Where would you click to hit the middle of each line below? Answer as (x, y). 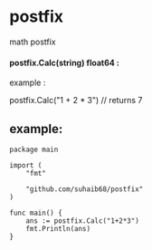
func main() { (36, 213)
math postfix (33, 42)
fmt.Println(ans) (58, 228)
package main (34, 149)
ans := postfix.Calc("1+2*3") (83, 221)
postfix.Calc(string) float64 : (64, 62)
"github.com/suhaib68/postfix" (85, 189)
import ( (26, 165)
